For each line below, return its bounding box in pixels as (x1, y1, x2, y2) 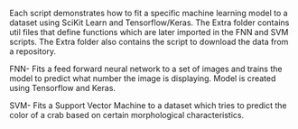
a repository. (9, 46, 57, 57)
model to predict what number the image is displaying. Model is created (9, 73, 276, 84)
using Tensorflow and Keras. (9, 83, 116, 93)
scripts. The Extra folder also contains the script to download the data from (9, 36, 289, 47)
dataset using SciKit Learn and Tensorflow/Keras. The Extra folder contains (9, 17, 290, 28)
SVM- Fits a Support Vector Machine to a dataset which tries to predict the (9, 100, 287, 111)
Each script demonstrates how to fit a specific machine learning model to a (9, 8, 288, 18)
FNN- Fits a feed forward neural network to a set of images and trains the (9, 63, 283, 74)
